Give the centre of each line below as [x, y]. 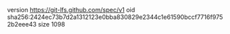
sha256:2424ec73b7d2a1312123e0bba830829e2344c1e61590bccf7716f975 [115, 17]
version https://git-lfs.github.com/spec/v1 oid [71, 10]
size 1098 [51, 24]
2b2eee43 [22, 24]
